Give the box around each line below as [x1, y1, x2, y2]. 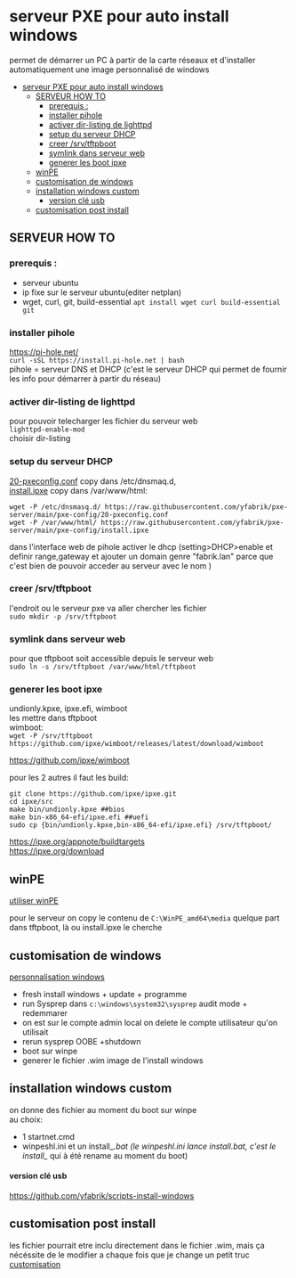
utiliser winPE [9, 896, 60, 906]
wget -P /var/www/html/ [9, 518, 98, 527]
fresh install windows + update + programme [21, 989, 188, 1000]
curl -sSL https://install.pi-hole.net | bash [9, 356, 185, 365]
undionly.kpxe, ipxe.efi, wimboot [9, 703, 128, 714]
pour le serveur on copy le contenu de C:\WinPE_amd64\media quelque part [9, 913, 280, 923]
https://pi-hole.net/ [9, 346, 79, 357]
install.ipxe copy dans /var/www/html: [9, 485, 148, 496]
